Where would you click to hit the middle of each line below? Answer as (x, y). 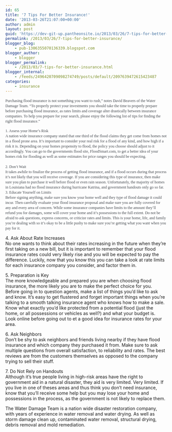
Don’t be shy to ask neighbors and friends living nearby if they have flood (83, 339)
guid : (11, 34)
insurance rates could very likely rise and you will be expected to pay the (82, 254)
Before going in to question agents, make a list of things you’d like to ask (82, 291)
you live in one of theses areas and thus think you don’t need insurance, (81, 387)
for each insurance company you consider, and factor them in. (71, 265)
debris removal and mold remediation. (45, 425)
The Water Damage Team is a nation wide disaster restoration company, (81, 408)
